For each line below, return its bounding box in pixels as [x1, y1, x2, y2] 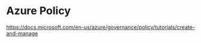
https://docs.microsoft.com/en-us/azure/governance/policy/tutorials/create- [6, 24, 196, 31]
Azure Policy [6, 4, 71, 18]
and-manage [6, 29, 38, 37]
